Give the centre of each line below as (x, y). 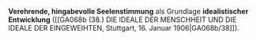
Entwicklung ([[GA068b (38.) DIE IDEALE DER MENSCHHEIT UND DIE (123, 20)
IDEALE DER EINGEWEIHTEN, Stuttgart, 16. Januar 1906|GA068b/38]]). (124, 28)
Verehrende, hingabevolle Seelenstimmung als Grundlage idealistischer (128, 11)
